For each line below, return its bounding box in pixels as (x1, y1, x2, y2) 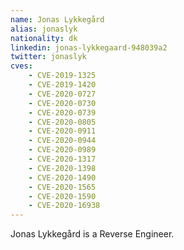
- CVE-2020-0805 (28, 117, 97, 127)
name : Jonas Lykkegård (10, 14, 105, 25)
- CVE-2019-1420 (28, 80, 97, 90)
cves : (10, 61, 33, 71)
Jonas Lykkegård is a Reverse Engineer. (10, 228, 175, 240)
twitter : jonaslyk (10, 52, 87, 62)
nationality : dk (10, 33, 78, 43)
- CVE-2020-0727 (28, 89, 97, 99)
